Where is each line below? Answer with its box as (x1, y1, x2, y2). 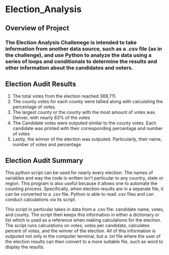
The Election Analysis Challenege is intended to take (5, 39, 137, 46)
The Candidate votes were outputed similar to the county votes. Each (12, 120, 156, 126)
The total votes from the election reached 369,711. (12, 93, 117, 99)
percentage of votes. (12, 104, 57, 110)
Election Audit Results (5, 79, 77, 88)
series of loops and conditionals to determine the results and (5, 58, 157, 65)
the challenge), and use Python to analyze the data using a (5, 52, 152, 59)
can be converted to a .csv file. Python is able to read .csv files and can (5, 191, 154, 197)
